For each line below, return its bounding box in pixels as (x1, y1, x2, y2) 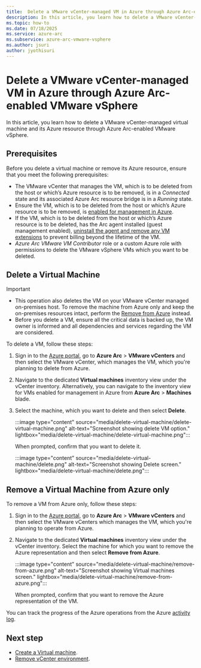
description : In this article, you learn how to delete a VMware (6, 14, 172, 20)
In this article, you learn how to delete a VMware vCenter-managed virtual (6, 118, 188, 126)
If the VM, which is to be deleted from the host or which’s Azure (14, 214, 172, 221)
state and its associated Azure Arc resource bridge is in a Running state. (14, 195, 193, 202)
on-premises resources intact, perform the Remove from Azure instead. (14, 310, 191, 317)
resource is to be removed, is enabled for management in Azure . (14, 208, 174, 215)
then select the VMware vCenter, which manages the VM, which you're (14, 358, 190, 365)
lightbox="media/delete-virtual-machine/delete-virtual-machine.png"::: (14, 431, 190, 438)
